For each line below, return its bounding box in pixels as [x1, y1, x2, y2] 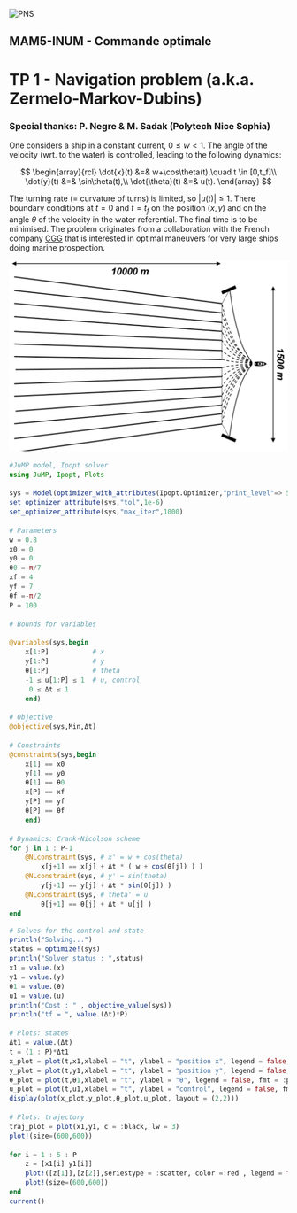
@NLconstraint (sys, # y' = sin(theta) [25, 872, 168, 881]
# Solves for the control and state [9, 926, 144, 935]
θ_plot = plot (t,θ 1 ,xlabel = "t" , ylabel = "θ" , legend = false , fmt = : [9, 1076, 287, 1085]
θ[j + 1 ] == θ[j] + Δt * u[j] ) [41, 900, 152, 908]
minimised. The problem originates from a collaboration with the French [9, 223, 270, 234]
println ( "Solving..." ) [9, 935, 93, 945]
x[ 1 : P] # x [25, 647, 104, 657]
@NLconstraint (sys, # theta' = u [25, 890, 148, 899]
